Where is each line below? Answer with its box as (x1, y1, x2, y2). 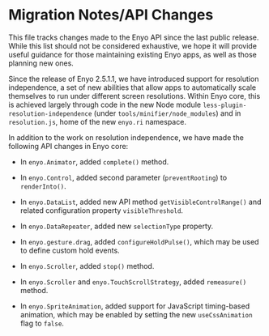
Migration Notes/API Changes (8, 6, 214, 24)
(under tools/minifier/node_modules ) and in (93, 108, 241, 118)
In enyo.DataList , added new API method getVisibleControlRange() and (19, 197, 262, 206)
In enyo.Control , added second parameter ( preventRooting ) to (19, 172, 228, 182)
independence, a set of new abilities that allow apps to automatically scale (8, 83, 257, 92)
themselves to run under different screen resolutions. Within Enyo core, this (8, 91, 261, 100)
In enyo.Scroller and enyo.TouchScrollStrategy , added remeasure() (19, 277, 247, 287)
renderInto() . (19, 181, 66, 191)
